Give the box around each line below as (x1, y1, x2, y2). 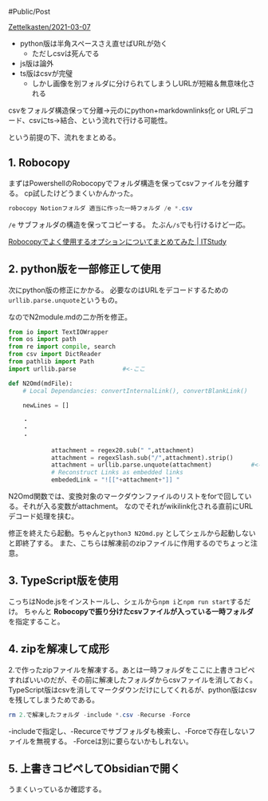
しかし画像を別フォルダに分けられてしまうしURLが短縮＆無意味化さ (31, 79, 255, 88)
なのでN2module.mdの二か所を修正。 (8, 311, 132, 322)
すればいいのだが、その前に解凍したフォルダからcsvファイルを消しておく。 (8, 675, 258, 684)
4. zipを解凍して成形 (8, 642, 110, 656)
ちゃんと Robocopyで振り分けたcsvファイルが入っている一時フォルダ (23, 606, 254, 616)
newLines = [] (22, 402, 69, 410)
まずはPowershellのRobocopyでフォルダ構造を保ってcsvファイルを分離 (8, 178, 243, 188)
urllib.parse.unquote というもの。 (8, 295, 122, 304)
